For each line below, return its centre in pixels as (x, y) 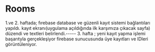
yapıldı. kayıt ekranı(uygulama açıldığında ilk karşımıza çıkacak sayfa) (78, 28)
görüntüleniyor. (21, 44)
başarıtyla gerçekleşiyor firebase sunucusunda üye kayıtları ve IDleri (77, 39)
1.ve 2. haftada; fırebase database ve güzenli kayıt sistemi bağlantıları (78, 23)
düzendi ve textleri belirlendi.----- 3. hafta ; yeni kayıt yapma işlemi (75, 33)
